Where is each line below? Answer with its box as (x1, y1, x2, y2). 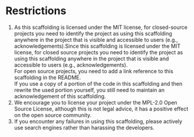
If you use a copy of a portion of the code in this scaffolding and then (14, 80, 183, 87)
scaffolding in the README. (14, 74, 81, 81)
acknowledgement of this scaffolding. (14, 93, 106, 100)
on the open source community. (14, 111, 92, 119)
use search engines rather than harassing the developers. (14, 124, 154, 131)
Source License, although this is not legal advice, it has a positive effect (14, 105, 189, 112)
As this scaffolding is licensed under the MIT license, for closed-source (14, 24, 188, 31)
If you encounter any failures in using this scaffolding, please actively (14, 118, 183, 125)
